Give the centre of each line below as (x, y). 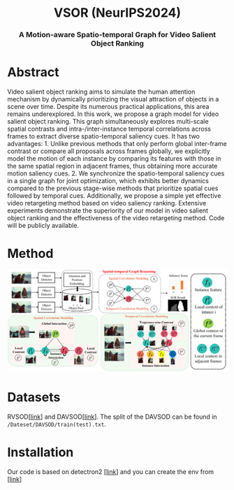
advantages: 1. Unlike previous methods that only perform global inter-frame (117, 144)
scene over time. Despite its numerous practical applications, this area (108, 107)
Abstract (33, 72)
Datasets (34, 397)
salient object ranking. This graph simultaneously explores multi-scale (108, 122)
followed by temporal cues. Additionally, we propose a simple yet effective (114, 196)
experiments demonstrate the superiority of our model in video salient (108, 210)
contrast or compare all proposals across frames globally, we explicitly (109, 151)
